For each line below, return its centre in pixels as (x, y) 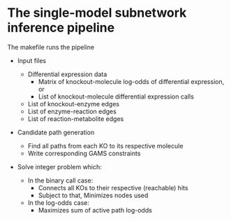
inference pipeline (61, 28)
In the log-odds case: (58, 202)
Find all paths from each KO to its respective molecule (105, 145)
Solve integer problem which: (60, 166)
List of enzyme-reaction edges (72, 111)
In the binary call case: (60, 180)
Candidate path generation (56, 132)
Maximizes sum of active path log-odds (95, 210)
